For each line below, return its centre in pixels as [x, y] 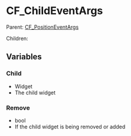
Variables [24, 57]
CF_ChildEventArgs [55, 11]
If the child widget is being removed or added [70, 127]
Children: [17, 38]
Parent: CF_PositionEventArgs [42, 27]
